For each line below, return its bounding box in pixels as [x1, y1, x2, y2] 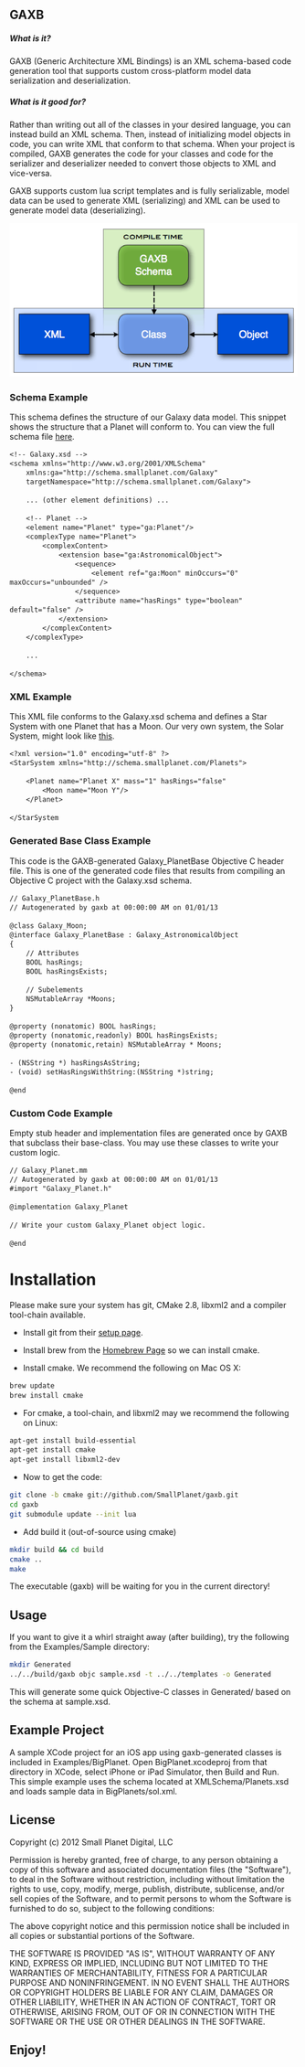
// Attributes [26, 948, 79, 958]
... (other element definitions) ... [26, 495, 170, 505]
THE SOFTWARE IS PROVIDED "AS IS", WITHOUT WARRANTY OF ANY [9, 1947, 276, 1959]
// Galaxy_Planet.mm [9, 1166, 89, 1175]
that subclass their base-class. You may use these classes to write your [9, 1137, 279, 1148]
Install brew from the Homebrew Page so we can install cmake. [22, 1344, 260, 1356]
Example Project [9, 1722, 105, 1738]
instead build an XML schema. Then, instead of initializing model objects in [9, 129, 291, 140]
